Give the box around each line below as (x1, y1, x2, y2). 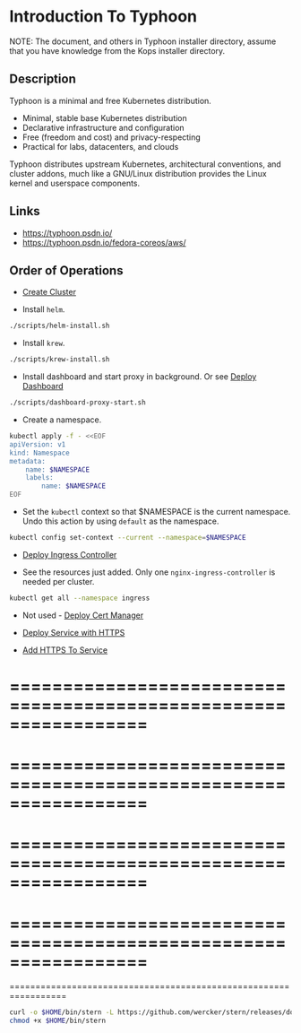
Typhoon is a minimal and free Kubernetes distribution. (9, 95, 212, 106)
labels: (25, 473, 54, 482)
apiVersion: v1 (9, 439, 66, 449)
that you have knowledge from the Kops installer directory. (9, 45, 226, 56)
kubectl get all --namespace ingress (9, 594, 150, 603)
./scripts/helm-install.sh (9, 321, 110, 331)
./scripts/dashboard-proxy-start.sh (9, 398, 146, 407)
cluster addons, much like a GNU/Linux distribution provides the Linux (9, 168, 267, 178)
